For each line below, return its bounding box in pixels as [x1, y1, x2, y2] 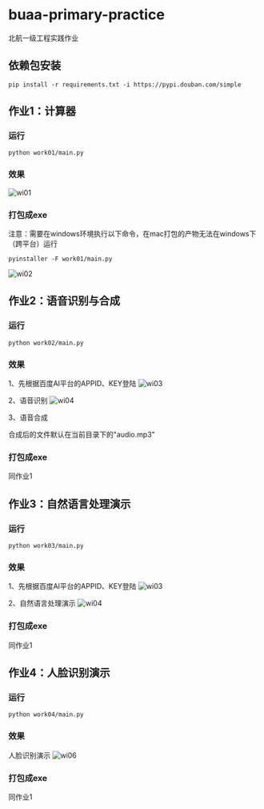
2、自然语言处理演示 [8, 598, 76, 608]
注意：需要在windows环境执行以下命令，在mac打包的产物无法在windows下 [8, 229, 257, 239]
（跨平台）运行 [8, 239, 58, 249]
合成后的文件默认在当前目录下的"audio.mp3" [8, 430, 156, 440]
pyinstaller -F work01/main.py [8, 255, 113, 264]
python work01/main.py [8, 149, 84, 157]
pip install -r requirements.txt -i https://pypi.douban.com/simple [8, 80, 242, 89]
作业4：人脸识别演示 [8, 666, 110, 679]
